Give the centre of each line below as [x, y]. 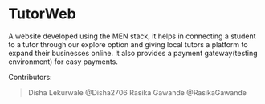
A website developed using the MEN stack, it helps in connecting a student [132, 36]
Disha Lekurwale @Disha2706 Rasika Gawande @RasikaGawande [137, 92]
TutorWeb [42, 14]
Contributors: [30, 77]
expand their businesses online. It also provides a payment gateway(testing [133, 53]
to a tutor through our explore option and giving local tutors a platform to [128, 44]
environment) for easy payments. [63, 62]
